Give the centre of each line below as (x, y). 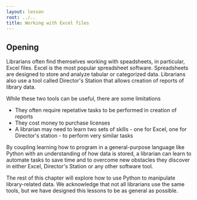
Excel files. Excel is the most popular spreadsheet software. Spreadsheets (97, 68)
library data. (21, 87)
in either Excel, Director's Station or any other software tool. (80, 166)
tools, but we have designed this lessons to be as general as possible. (92, 191)
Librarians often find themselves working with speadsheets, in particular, (96, 62)
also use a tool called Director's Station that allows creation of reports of (95, 81)
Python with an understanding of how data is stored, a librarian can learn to (99, 154)
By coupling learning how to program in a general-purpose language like (96, 147)
